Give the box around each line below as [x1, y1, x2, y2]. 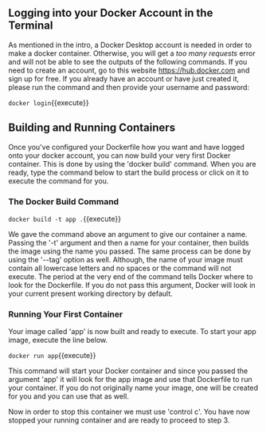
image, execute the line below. [8, 335, 108, 345]
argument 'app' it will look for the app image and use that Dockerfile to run [8, 375, 252, 384]
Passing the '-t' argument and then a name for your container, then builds [8, 238, 249, 247]
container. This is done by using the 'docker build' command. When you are [8, 159, 256, 168]
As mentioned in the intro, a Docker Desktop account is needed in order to [8, 40, 252, 49]
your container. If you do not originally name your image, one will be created [8, 383, 259, 393]
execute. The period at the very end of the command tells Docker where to [8, 271, 253, 281]
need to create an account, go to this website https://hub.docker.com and [8, 65, 250, 75]
